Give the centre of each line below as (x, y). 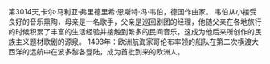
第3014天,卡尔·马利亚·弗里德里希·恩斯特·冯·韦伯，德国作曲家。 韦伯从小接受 (133, 12)
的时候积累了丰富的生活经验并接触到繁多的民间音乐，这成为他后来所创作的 (131, 32)
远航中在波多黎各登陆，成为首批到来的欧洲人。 (107, 52)
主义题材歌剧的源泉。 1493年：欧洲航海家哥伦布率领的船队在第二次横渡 (133, 42)
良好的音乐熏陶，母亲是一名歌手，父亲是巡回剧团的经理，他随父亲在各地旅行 (135, 22)
